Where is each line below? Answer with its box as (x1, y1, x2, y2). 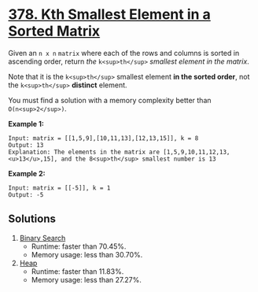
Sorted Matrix (8, 22, 101, 40)
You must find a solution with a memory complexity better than (8, 95, 212, 105)
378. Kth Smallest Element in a (8, 6, 211, 24)
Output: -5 (8, 190, 44, 198)
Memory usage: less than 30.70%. (31, 249, 143, 259)
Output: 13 (8, 141, 44, 149)
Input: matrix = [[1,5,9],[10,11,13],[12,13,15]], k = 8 (8, 134, 199, 142)
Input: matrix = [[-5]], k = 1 (8, 183, 111, 192)
